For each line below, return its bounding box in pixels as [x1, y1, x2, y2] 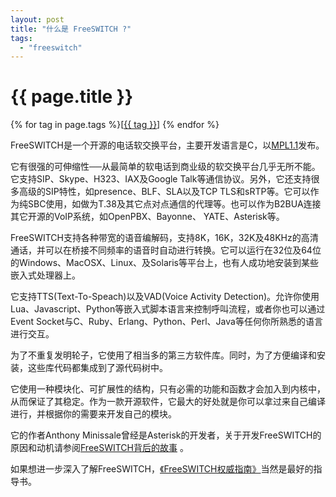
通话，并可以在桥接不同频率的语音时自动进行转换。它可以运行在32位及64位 [10, 244, 322, 256]
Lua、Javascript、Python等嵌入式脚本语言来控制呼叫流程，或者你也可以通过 [10, 303, 326, 315]
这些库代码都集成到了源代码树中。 [27, 362, 168, 374]
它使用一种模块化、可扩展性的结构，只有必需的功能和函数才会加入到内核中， [10, 383, 326, 395]
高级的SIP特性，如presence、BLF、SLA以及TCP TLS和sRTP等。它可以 [18, 186, 311, 198]
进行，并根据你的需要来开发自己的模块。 [10, 408, 177, 420]
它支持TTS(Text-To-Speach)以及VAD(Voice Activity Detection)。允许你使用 [10, 291, 320, 303]
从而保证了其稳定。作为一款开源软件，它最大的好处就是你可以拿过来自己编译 [10, 396, 326, 408]
